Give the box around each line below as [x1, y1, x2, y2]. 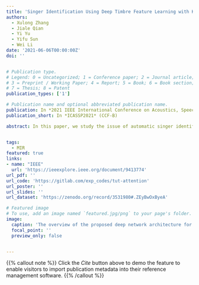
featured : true [6, 150, 44, 156]
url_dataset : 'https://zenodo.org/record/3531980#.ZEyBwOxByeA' [6, 194, 168, 201]
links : [6, 156, 23, 162]
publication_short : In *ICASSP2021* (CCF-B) [6, 112, 118, 119]
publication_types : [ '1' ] [6, 91, 70, 97]
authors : [6, 14, 28, 20]
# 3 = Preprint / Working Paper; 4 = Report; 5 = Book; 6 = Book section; [6, 80, 195, 86]
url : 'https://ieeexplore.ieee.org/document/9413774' [11, 167, 147, 173]
